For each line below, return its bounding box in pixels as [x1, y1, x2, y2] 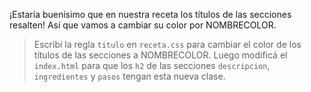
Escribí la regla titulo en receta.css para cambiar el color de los [33, 39, 302, 50]
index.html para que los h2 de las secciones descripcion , [33, 60, 271, 71]
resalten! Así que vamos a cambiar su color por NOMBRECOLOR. [9, 19, 277, 31]
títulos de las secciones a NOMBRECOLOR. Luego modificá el [33, 49, 288, 61]
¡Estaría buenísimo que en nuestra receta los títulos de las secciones [9, 9, 292, 20]
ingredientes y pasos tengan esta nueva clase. [33, 70, 226, 82]
